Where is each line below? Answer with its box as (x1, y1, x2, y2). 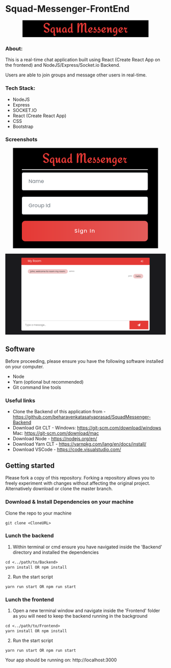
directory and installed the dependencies (12, 549, 99, 555)
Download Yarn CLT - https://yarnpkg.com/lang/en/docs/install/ (12, 441, 147, 447)
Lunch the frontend (5, 596, 54, 603)
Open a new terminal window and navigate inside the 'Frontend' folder (12, 607, 160, 614)
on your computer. (5, 364, 44, 370)
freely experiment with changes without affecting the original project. (5, 480, 151, 487)
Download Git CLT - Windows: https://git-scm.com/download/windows (12, 425, 161, 431)
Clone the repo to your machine (5, 510, 72, 516)
